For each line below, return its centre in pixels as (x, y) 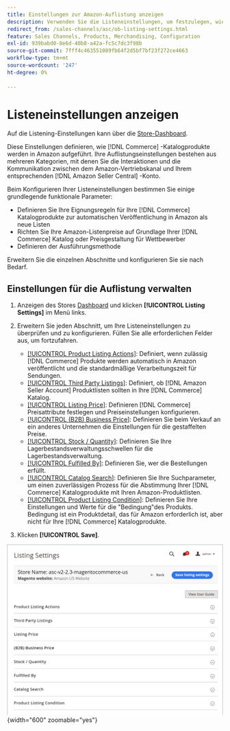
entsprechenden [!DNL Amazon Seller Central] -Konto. (84, 176)
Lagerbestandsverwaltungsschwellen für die (90, 449)
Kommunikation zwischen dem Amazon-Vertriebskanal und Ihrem (99, 169)
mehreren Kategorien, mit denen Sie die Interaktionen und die (94, 161)
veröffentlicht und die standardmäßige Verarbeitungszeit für (112, 368)
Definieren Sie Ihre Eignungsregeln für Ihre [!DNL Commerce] (103, 210)
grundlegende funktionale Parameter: (60, 196)
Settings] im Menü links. (52, 313)
